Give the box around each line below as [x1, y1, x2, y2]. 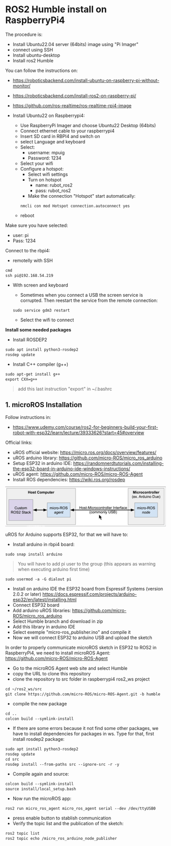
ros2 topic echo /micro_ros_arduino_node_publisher [5, 836, 117, 841]
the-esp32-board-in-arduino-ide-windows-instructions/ [12, 465, 131, 472]
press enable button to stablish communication [12, 815, 111, 821]
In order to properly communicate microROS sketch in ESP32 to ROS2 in [5, 645, 157, 651]
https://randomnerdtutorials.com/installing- [73, 460, 164, 466]
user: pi [12, 232, 29, 238]
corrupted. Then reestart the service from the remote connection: [20, 297, 158, 303]
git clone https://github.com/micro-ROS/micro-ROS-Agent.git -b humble [5, 692, 160, 697]
